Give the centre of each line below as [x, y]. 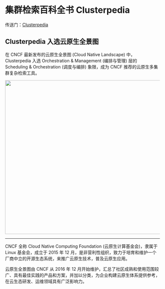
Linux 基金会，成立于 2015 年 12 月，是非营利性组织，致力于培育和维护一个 [81, 252]
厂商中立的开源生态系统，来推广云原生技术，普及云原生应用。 [68, 258]
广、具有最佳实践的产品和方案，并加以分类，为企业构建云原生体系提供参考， [82, 275]
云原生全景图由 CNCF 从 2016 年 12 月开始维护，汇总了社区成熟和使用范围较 [82, 269]
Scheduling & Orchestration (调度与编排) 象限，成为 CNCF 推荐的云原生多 [79, 66]
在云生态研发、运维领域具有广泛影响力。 [46, 281]
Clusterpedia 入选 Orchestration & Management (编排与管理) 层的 [71, 61]
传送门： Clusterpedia [27, 25]
